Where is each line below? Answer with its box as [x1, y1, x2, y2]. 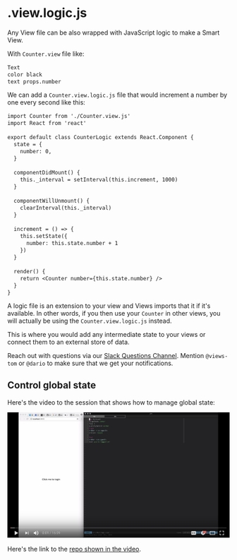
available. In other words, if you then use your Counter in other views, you [7, 309, 221, 317]
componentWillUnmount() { [13, 197, 90, 204]
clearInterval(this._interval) [20, 204, 112, 211]
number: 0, [20, 148, 52, 155]
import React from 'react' [7, 119, 87, 126]
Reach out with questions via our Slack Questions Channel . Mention [7, 351, 205, 359]
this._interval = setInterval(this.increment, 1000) [20, 176, 178, 183]
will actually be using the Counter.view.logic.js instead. [7, 316, 172, 325]
